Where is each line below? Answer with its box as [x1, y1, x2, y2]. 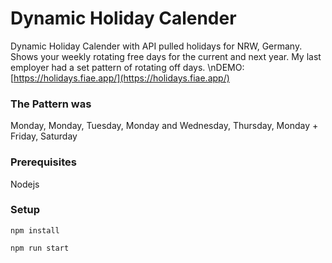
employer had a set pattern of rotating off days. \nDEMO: [10, 61, 245, 73]
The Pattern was [10, 97, 92, 111]
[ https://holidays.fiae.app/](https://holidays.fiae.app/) [10, 72, 230, 84]
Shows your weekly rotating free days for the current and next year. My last [10, 50, 322, 62]
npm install [10, 225, 60, 236]
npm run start [10, 243, 70, 253]
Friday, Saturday [10, 130, 78, 142]
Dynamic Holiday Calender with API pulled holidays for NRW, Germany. [10, 40, 303, 52]
